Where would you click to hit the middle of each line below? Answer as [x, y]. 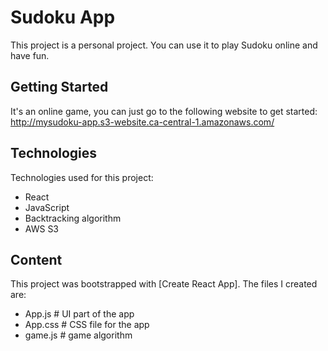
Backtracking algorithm [73, 218]
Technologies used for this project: [82, 177]
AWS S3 [42, 228]
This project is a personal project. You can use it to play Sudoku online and [164, 45]
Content [36, 259]
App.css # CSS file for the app [87, 325]
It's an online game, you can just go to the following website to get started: [164, 111]
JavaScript [47, 207]
